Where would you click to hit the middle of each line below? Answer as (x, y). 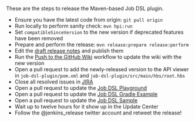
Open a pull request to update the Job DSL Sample (76, 100)
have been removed (39, 38)
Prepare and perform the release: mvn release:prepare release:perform (102, 44)
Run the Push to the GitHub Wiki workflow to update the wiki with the (98, 57)
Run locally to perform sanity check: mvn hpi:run (73, 26)
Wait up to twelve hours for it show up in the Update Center (86, 107)
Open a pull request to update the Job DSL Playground (81, 88)
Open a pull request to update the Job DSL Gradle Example (86, 94)
